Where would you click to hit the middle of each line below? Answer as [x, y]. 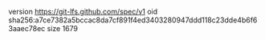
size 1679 [63, 28]
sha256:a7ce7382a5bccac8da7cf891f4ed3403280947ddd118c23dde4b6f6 [133, 20]
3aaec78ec [27, 28]
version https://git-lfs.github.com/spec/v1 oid [83, 12]
